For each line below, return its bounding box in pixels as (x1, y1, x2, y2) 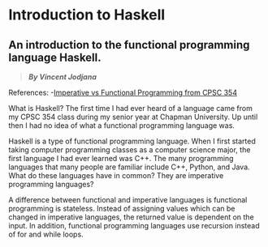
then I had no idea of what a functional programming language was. (8, 121, 236, 130)
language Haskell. (8, 50, 102, 64)
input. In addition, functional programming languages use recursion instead (8, 221, 260, 230)
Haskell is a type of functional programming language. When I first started (8, 136, 256, 146)
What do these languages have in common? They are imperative (8, 171, 224, 180)
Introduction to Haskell (8, 6, 166, 24)
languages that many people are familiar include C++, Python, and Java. (8, 162, 250, 172)
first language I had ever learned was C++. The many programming (8, 154, 234, 163)
